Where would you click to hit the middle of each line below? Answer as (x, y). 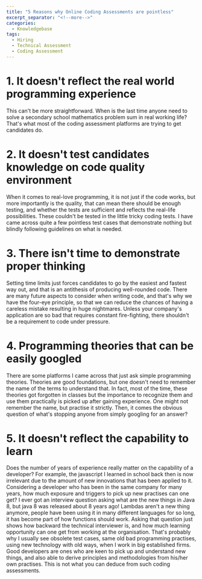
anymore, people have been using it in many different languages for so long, (101, 513)
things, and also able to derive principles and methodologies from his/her (97, 558)
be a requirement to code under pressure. (58, 322)
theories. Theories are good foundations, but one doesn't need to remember (101, 382)
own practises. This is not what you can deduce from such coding (88, 564)
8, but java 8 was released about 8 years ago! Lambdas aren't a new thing (98, 506)
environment (39, 180)
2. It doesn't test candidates (78, 154)
